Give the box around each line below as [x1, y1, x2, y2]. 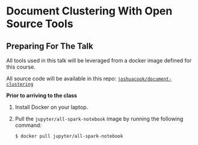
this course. [6, 63, 36, 70]
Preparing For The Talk [6, 41, 93, 51]
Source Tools [6, 17, 73, 31]
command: [14, 122, 42, 129]
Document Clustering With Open [6, 4, 173, 18]
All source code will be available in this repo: [6, 75, 117, 82]
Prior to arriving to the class [6, 92, 77, 99]
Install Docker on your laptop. [14, 103, 88, 111]
